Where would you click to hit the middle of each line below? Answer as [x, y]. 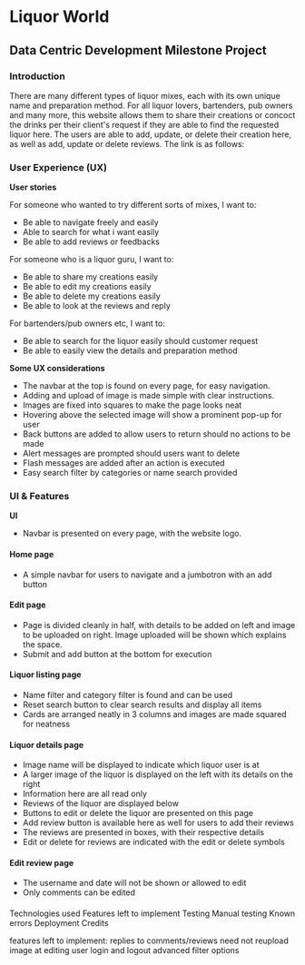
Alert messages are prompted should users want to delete [131, 453]
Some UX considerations [58, 369]
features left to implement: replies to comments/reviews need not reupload [149, 940]
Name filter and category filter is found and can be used [128, 695]
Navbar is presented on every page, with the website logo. [132, 534]
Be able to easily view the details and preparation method [130, 350]
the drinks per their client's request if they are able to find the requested [144, 124]
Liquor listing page [45, 675]
